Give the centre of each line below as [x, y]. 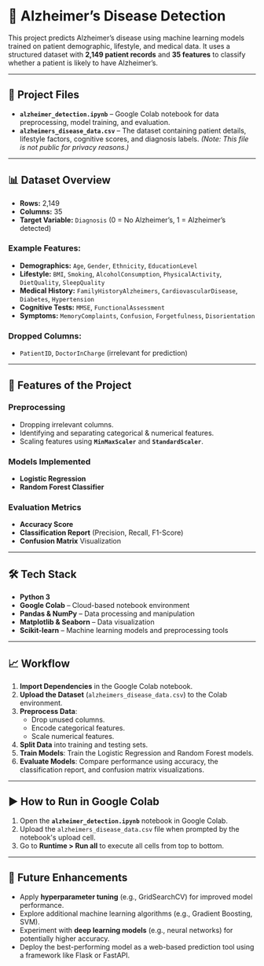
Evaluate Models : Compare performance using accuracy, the [119, 762]
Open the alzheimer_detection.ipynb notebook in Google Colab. [123, 821]
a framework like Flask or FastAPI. [75, 955]
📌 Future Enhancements [68, 878]
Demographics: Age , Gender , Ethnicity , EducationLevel [108, 265]
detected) [35, 228]
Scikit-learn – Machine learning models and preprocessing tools [124, 631]
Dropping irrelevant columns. [66, 424]
